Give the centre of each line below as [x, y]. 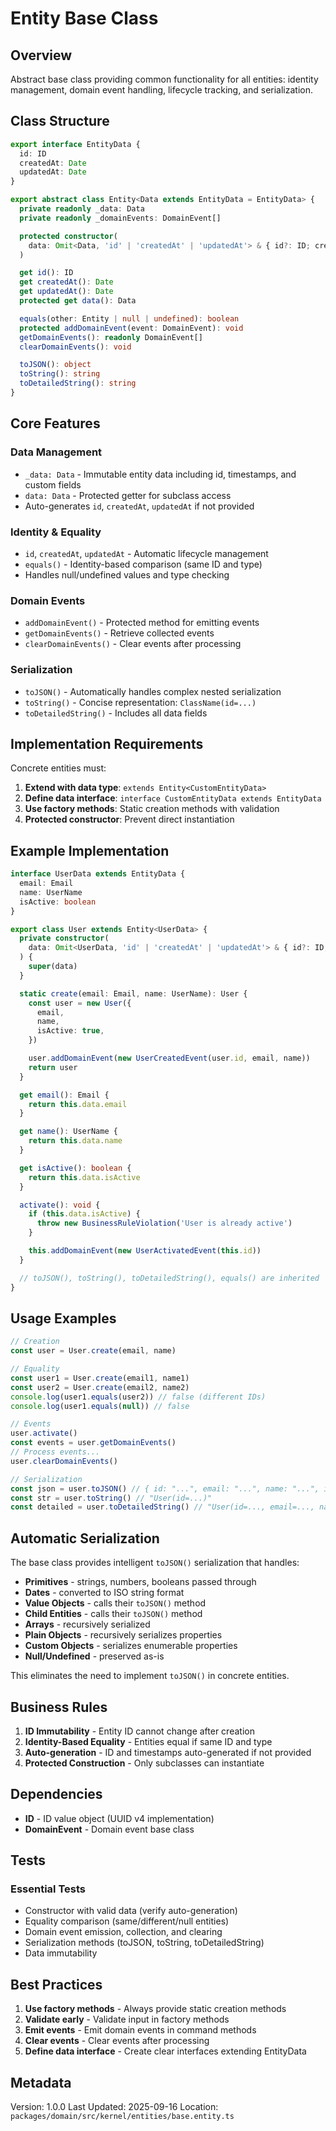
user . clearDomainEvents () [64, 1461]
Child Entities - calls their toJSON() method [113, 1614]
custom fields [53, 484]
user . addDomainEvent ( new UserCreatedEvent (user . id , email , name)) [169, 1058]
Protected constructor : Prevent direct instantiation [129, 819]
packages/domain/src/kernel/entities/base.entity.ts [122, 2117]
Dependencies [56, 1794]
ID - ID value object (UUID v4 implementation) [119, 1818]
